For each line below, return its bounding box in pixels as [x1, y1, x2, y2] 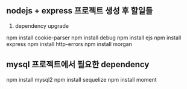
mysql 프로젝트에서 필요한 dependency [6, 59, 150, 70]
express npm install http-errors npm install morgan [6, 40, 133, 47]
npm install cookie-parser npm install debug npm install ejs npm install [6, 34, 182, 41]
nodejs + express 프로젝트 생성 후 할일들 [6, 5, 153, 16]
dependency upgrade [14, 22, 69, 29]
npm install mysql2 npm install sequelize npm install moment [6, 76, 157, 83]
